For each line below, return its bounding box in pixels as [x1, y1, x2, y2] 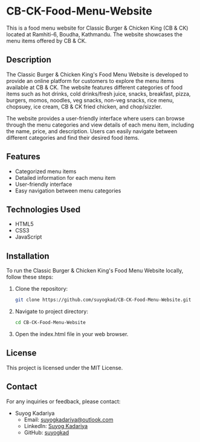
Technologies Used [6, 204, 80, 214]
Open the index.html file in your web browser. [15, 330, 129, 337]
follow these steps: [6, 274, 53, 281]
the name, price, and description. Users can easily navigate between [6, 127, 178, 134]
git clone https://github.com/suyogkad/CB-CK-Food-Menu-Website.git [15, 297, 192, 303]
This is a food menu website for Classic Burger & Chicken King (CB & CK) [6, 24, 189, 31]
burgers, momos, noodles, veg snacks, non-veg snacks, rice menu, [6, 96, 174, 104]
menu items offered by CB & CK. [6, 37, 87, 44]
